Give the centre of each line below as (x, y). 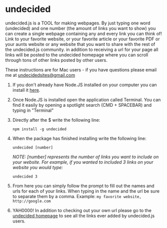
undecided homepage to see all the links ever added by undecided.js (83, 216)
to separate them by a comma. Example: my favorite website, (77, 196)
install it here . (26, 90)
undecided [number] (33, 147)
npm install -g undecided (39, 129)
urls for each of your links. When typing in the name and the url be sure (86, 191)
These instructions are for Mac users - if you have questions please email (81, 70)
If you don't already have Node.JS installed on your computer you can (84, 85)
